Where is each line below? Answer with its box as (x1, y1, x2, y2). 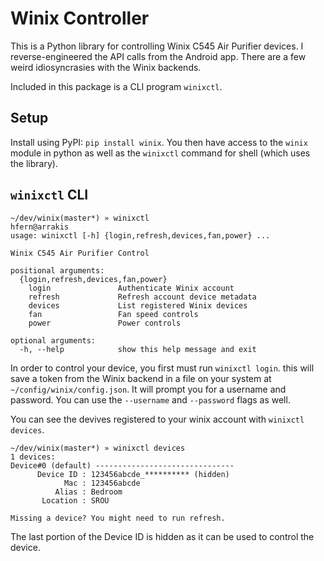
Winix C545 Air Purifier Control (10, 248, 150, 258)
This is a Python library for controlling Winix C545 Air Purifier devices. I (10, 40, 304, 52)
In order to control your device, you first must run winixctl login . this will (10, 362, 315, 374)
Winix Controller (10, 7, 150, 30)
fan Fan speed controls (28, 309, 199, 319)
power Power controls (28, 318, 182, 328)
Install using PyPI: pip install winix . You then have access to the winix (10, 136, 308, 148)
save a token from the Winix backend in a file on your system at (10, 372, 272, 384)
